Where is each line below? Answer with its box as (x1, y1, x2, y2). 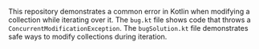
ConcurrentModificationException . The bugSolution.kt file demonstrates (8, 24, 249, 32)
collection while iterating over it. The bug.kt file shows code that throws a (8, 15, 251, 24)
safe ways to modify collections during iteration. (8, 32, 168, 41)
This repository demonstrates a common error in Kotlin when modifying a (8, 7, 250, 16)
